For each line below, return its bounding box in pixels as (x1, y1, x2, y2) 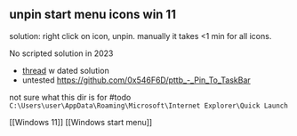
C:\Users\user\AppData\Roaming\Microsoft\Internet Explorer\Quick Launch (9, 101, 289, 110)
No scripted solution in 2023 (9, 48, 114, 59)
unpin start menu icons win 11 (9, 7, 176, 22)
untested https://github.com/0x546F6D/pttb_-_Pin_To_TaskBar (21, 75, 251, 85)
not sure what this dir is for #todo (9, 92, 132, 102)
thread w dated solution (21, 65, 109, 76)
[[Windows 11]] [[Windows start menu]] (9, 116, 153, 127)
